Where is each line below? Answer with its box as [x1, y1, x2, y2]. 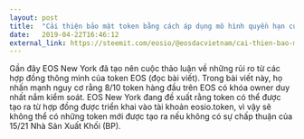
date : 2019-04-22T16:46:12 [9, 30, 119, 39]
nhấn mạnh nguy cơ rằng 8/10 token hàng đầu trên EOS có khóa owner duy [9, 82, 290, 93]
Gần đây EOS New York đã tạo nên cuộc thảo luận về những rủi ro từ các [9, 63, 280, 74]
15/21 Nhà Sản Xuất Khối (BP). [9, 121, 121, 132]
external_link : [9, 38, 67, 48]
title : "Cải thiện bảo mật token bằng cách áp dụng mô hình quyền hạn [9, 22, 285, 31]
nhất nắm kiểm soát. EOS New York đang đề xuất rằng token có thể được [9, 92, 281, 103]
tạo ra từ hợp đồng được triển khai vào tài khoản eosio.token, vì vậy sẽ [9, 101, 271, 113]
